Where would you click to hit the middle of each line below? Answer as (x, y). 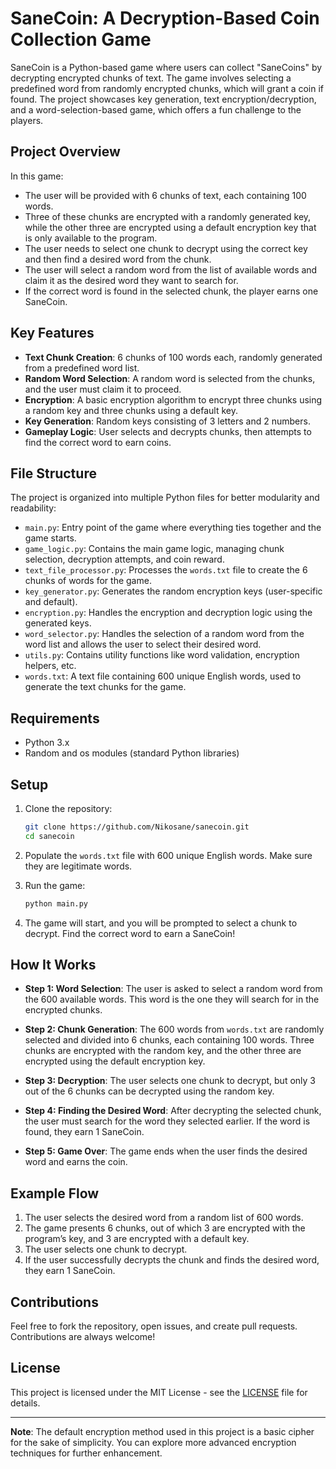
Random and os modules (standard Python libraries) (132, 753)
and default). (51, 602)
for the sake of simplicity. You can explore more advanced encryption (153, 1442)
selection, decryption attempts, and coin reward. (124, 559)
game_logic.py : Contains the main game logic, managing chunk (154, 549)
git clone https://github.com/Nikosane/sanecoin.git (137, 827)
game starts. (50, 538)
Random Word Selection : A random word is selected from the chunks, (170, 378)
